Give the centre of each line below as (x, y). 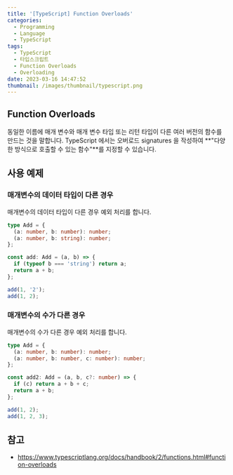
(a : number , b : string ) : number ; (62, 238)
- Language (29, 33)
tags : (15, 46)
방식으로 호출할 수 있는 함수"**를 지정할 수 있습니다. (85, 149)
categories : (25, 20)
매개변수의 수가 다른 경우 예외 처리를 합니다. (67, 332)
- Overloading (34, 72)
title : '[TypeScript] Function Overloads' (70, 14)
